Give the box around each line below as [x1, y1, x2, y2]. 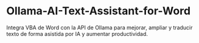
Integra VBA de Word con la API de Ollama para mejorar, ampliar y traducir [6, 24, 193, 31]
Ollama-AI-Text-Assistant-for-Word [6, 4, 190, 18]
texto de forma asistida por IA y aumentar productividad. [6, 30, 148, 37]
